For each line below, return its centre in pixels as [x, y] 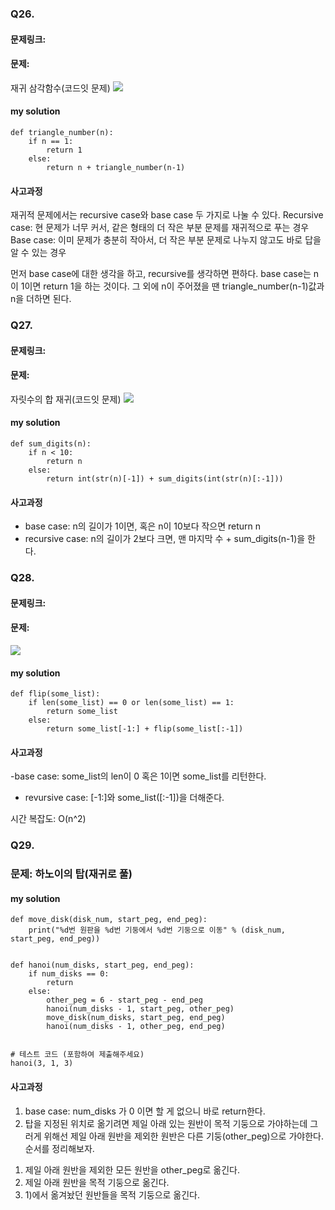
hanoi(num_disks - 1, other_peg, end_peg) [136, 1027]
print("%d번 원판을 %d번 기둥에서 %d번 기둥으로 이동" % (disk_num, [157, 930]
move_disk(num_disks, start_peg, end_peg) [136, 1018]
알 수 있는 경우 [38, 253]
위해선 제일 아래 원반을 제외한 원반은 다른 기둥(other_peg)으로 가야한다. [183, 1136]
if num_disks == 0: [69, 974]
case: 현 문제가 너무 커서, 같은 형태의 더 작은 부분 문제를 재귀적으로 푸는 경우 [160, 228]
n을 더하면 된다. [41, 299]
